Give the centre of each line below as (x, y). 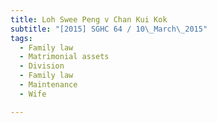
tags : (21, 38)
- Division (42, 66)
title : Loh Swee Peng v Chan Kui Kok (89, 19)
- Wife (33, 94)
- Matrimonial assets (64, 57)
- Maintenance (48, 85)
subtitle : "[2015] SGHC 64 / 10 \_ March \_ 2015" (109, 29)
